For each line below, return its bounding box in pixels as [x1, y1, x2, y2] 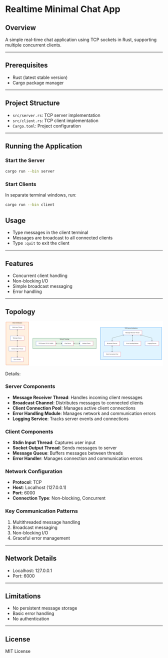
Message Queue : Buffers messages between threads [12, 450, 123, 456]
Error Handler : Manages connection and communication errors [12, 455, 143, 461]
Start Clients [5, 181, 36, 188]
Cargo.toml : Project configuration [12, 122, 81, 128]
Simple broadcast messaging [12, 283, 72, 289]
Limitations [5, 591, 41, 600]
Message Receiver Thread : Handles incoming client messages [12, 394, 142, 400]
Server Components [5, 383, 55, 390]
